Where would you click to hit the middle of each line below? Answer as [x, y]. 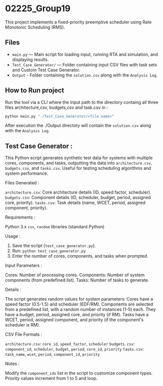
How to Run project [35, 91]
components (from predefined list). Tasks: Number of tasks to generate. [77, 280]
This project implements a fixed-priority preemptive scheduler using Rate [78, 22]
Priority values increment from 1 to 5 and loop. [51, 378]
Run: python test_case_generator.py [49, 251]
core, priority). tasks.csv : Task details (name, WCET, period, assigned [75, 203]
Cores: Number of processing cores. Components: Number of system [75, 275]
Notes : [12, 364]
